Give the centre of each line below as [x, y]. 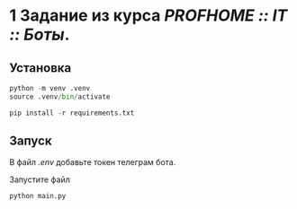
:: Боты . [40, 35]
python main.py [38, 196]
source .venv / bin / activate [60, 96]
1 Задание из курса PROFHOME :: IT [148, 16]
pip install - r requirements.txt [72, 113]
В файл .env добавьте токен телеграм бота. [93, 162]
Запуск [31, 141]
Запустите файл [40, 179]
